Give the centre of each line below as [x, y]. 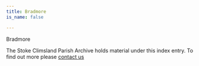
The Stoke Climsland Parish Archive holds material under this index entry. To [100, 50]
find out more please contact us [45, 57]
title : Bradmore [26, 11]
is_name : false [25, 17]
